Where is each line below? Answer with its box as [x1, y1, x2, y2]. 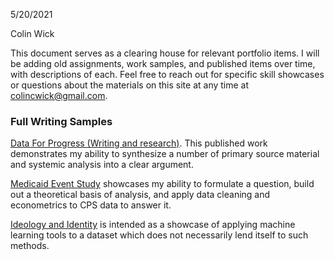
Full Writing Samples [10, 114, 113, 128]
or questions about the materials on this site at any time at [10, 79, 250, 91]
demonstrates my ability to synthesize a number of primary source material [10, 148, 320, 160]
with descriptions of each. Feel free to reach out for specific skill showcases [10, 69, 325, 80]
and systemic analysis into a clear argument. [10, 159, 194, 171]
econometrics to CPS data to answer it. [10, 199, 172, 211]
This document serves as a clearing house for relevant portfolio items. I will [10, 47, 320, 59]
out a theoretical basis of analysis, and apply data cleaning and [10, 189, 271, 201]
